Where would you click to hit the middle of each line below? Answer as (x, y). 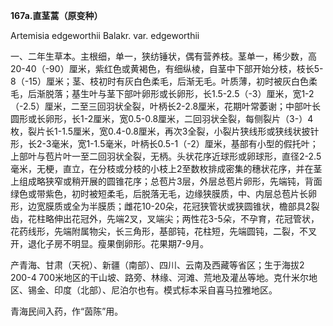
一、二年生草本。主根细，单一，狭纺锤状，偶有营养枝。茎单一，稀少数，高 (163, 56)
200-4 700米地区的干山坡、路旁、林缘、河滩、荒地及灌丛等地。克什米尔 (159, 277)
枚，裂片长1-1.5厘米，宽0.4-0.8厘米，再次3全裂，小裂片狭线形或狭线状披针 (165, 131)
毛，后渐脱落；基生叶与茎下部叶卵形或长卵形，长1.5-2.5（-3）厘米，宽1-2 (162, 93)
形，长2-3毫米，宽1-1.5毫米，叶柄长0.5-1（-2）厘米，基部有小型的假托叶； (164, 143)
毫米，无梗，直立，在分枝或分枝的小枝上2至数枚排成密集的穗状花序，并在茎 (166, 168)
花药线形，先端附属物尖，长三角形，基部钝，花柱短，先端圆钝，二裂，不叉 (163, 231)
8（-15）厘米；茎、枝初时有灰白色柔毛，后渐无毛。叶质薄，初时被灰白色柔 (164, 81)
